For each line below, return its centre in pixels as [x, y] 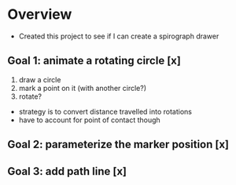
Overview [40, 15]
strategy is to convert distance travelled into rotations [105, 111]
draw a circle [40, 79]
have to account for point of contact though [89, 120]
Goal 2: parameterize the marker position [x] [118, 145]
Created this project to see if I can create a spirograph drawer [119, 36]
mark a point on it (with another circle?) [83, 88]
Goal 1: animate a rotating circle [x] [94, 61]
